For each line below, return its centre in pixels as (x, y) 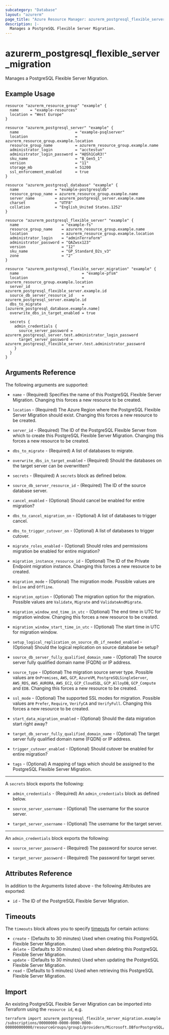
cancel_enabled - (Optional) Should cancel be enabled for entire (78, 500)
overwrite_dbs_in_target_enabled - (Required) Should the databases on (87, 460)
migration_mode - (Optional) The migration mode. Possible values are (83, 581)
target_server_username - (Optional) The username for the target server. (87, 824)
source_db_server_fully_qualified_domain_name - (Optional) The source (87, 657)
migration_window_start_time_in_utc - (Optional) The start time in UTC (86, 627)
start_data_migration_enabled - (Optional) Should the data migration (84, 718)
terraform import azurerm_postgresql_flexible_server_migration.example (83, 1019)
